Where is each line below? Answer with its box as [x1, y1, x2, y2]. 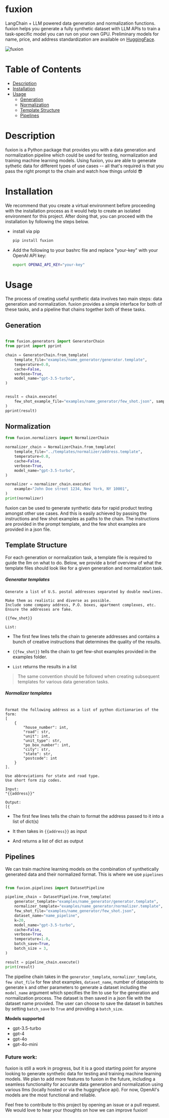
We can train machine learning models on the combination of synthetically [5, 866, 159, 872]
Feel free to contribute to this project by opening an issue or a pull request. [5, 1101, 160, 1107]
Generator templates [5, 577, 50, 583]
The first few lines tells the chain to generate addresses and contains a [12, 633, 159, 639]
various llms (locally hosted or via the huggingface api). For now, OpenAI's [5, 1086, 159, 1092]
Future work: [5, 1054, 37, 1061]
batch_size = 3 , [14, 946, 49, 951]
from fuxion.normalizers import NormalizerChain [5, 436, 109, 441]
